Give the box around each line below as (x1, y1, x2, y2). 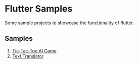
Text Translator (12, 53, 44, 59)
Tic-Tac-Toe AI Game (12, 47, 57, 53)
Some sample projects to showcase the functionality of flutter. (5, 20, 134, 26)
